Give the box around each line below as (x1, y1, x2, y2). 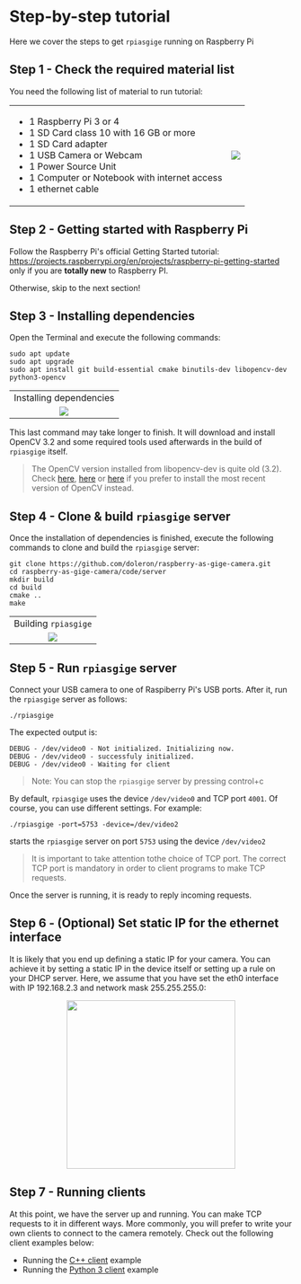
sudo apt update (9, 350, 70, 359)
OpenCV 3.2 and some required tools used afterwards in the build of (9, 437, 262, 447)
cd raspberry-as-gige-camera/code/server (9, 568, 167, 577)
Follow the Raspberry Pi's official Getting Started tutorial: (9, 245, 220, 257)
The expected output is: (9, 727, 98, 738)
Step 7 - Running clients (9, 1184, 146, 1200)
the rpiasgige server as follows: (9, 694, 128, 704)
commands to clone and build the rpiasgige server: (9, 542, 200, 553)
